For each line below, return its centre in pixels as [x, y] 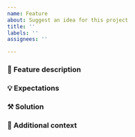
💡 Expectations [33, 88]
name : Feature [28, 13]
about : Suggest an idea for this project [68, 20]
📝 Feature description [44, 70]
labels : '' [23, 33]
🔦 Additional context [42, 125]
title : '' [21, 26]
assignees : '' [28, 39]
